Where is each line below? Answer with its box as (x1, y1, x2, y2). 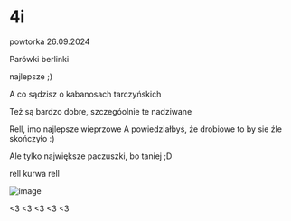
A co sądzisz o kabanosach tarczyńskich (9, 88, 162, 99)
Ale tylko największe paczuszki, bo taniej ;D (9, 151, 173, 161)
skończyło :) (9, 133, 55, 143)
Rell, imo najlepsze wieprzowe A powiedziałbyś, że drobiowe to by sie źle (9, 124, 283, 134)
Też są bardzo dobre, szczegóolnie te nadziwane (9, 106, 192, 116)
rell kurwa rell (9, 168, 61, 179)
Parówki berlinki (9, 53, 70, 64)
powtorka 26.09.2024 (9, 36, 90, 47)
